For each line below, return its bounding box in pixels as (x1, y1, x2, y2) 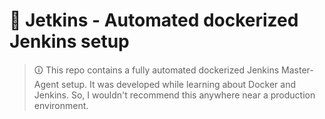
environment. (33, 99, 89, 111)
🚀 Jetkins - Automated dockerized (9, 9, 299, 32)
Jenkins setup (9, 30, 130, 53)
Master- (281, 64, 314, 76)
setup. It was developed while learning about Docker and (60, 78, 296, 90)
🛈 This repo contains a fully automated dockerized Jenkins (33, 64, 280, 76)
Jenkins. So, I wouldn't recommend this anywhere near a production (33, 89, 316, 101)
